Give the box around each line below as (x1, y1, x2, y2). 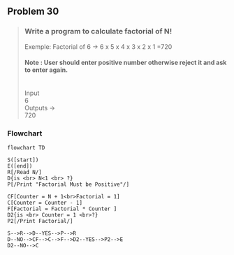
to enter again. (24, 66, 68, 74)
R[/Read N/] (7, 169, 42, 176)
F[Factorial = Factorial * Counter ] (7, 205, 117, 212)
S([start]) (7, 156, 39, 163)
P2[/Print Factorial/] (7, 218, 73, 225)
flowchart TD (7, 145, 45, 152)
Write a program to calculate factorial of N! (24, 27, 173, 36)
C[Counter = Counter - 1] (7, 199, 82, 207)
